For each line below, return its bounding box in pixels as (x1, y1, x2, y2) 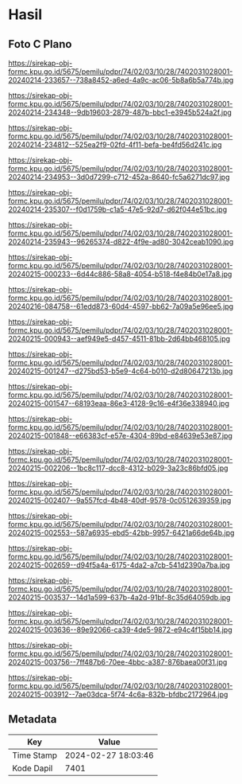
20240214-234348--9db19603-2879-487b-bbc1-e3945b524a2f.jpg (8, 107, 232, 117)
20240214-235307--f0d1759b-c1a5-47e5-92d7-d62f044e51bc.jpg (8, 205, 228, 214)
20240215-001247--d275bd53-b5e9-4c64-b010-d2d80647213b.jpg (8, 366, 233, 376)
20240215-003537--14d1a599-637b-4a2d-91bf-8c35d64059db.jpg (8, 593, 231, 602)
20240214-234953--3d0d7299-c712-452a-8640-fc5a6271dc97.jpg (8, 173, 230, 181)
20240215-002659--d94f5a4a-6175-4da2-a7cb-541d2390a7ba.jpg (8, 560, 230, 570)
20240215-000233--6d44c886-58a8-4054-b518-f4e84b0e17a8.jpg (8, 269, 232, 279)
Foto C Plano (8, 37, 72, 51)
